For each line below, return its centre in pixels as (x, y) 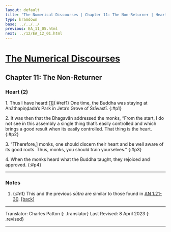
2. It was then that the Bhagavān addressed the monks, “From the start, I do (85, 118)
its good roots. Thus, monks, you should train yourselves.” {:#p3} (74, 149)
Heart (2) (17, 92)
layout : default (22, 10)
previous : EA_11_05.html (32, 29)
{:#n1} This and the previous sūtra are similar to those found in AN (82, 194)
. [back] (26, 199)
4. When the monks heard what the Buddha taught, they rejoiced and (78, 159)
